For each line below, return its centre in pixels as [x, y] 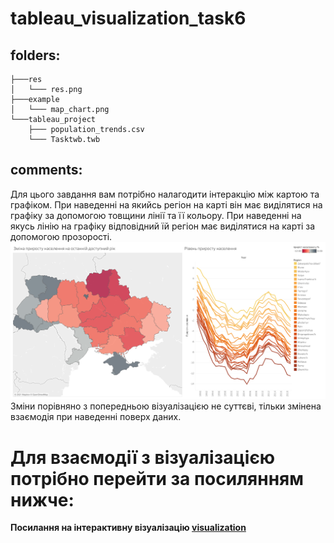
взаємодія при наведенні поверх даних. [96, 417]
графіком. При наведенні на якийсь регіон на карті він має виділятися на [166, 204]
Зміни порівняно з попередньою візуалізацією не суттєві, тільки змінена [166, 406]
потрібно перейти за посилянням [157, 478]
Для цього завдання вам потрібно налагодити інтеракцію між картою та [165, 194]
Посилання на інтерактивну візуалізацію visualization [128, 528]
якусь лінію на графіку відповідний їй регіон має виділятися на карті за [163, 226]
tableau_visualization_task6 [128, 18]
